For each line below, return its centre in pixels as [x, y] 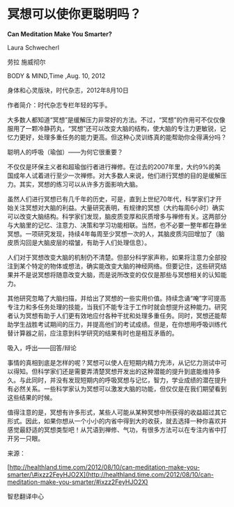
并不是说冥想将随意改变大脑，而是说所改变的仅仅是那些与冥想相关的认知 [117, 274]
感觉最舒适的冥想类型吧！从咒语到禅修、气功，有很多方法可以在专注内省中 [114, 430]
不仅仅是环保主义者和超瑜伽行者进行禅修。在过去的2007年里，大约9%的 [111, 166]
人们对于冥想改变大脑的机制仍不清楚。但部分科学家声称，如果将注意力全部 [114, 257]
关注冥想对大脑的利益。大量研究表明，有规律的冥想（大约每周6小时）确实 [119, 208]
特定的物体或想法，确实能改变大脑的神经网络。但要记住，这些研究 [126, 266]
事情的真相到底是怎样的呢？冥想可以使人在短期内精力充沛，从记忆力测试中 [114, 362]
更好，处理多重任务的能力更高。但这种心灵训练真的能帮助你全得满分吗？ [123, 137]
